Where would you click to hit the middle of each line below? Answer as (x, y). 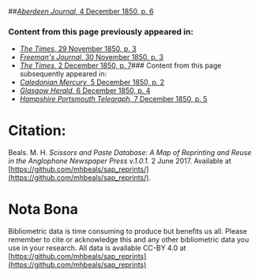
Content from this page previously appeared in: (101, 31)
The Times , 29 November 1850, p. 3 (78, 49)
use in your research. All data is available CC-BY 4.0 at (97, 248)
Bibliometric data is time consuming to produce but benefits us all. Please (128, 231)
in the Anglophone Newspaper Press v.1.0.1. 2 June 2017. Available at (120, 161)
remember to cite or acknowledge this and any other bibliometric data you (129, 240)
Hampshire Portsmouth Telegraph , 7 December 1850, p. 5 (113, 99)
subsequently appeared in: (63, 74)
